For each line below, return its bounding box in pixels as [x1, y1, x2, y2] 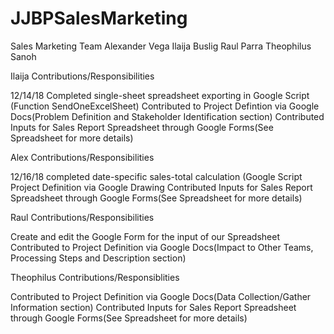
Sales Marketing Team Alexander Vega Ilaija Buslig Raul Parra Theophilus [10, 40, 312, 52]
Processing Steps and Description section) [10, 252, 187, 264]
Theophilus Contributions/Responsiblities [10, 271, 180, 283]
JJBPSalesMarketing [10, 7, 188, 30]
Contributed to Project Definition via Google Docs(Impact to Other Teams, [10, 241, 314, 253]
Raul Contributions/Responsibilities [10, 211, 155, 223]
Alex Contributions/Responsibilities [10, 151, 155, 163]
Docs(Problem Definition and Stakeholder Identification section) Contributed [10, 110, 325, 122]
